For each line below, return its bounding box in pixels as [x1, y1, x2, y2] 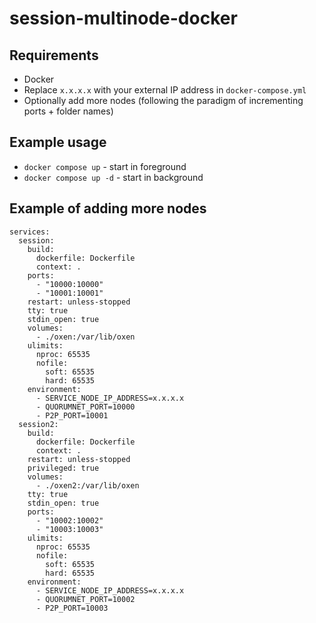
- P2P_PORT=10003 [35, 603, 109, 613]
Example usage [9, 134, 107, 151]
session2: [18, 419, 59, 429]
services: [9, 227, 51, 237]
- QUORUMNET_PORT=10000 [35, 402, 136, 412]
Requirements [9, 47, 99, 64]
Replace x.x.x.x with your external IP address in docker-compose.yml [23, 84, 307, 96]
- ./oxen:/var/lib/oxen [35, 332, 136, 342]
